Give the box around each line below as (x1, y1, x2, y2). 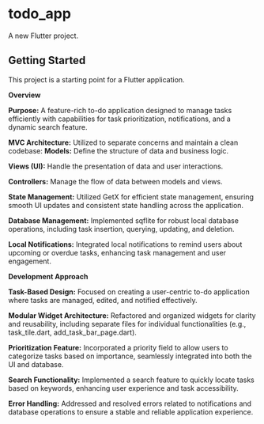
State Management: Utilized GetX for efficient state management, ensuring (8, 191, 255, 202)
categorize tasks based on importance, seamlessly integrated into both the (8, 351, 252, 361)
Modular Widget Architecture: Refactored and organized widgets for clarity (8, 310, 256, 320)
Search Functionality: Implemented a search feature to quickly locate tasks (8, 375, 255, 384)
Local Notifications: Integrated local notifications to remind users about (8, 239, 243, 249)
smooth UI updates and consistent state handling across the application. (8, 200, 243, 210)
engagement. (8, 256, 51, 266)
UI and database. (8, 359, 64, 369)
